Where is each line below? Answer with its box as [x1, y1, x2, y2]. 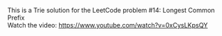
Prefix [7, 13, 25, 22]
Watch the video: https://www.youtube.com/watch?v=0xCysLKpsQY [7, 21, 208, 29]
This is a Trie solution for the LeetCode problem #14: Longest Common [7, 6, 216, 14]
